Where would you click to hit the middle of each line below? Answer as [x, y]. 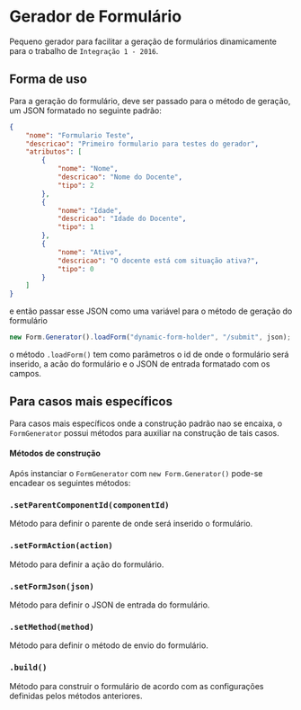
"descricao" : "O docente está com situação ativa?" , [158, 261]
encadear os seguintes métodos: [70, 484]
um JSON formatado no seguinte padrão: [85, 111]
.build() [28, 668]
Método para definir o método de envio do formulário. [109, 645]
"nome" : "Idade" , [90, 210]
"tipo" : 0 [75, 269]
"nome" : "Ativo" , [90, 252]
